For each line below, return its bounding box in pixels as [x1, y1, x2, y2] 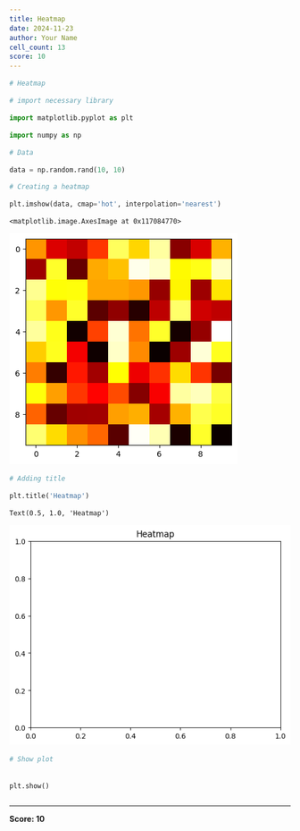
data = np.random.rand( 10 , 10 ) [9, 165, 126, 174]
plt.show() [9, 781, 50, 791]
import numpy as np [9, 131, 82, 140]
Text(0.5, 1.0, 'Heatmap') [9, 508, 110, 518]
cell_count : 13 [9, 43, 66, 52]
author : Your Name [9, 33, 78, 42]
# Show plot [9, 754, 54, 764]
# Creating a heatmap [9, 182, 90, 191]
